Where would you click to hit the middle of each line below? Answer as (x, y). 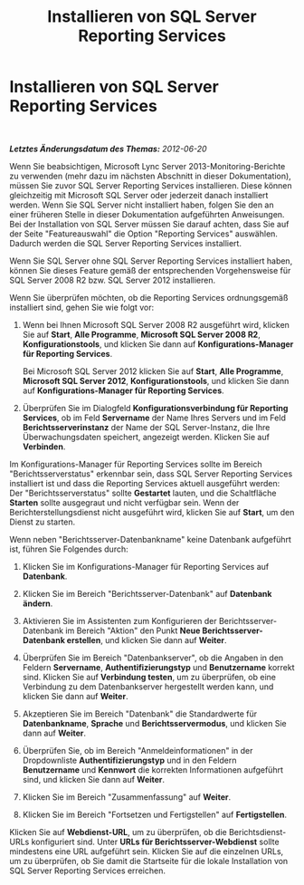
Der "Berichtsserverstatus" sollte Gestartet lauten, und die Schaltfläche (143, 493)
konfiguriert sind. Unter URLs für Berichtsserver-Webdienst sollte (155, 842)
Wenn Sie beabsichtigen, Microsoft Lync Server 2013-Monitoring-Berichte (147, 166)
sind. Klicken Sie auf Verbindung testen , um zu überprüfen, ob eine (149, 677)
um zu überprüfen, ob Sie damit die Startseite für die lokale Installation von (149, 861)
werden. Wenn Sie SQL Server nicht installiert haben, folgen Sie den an (142, 205)
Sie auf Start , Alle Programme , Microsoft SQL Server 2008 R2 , (141, 334)
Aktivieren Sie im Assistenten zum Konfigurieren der (119, 620)
